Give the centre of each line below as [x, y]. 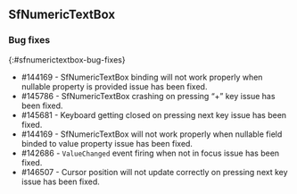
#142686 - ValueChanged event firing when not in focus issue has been [150, 153]
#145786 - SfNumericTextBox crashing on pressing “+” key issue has [148, 96]
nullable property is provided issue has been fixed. [114, 86]
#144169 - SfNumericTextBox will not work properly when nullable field [152, 134]
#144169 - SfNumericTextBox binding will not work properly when [142, 77]
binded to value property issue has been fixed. [107, 143]
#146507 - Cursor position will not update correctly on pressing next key [154, 172]
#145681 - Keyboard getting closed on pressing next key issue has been [154, 114]
